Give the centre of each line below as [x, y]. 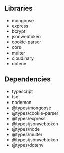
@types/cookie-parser [35, 113]
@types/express [29, 118]
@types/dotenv [28, 145]
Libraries [19, 8]
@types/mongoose [32, 108]
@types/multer [27, 134]
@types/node [26, 129]
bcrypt [19, 31]
